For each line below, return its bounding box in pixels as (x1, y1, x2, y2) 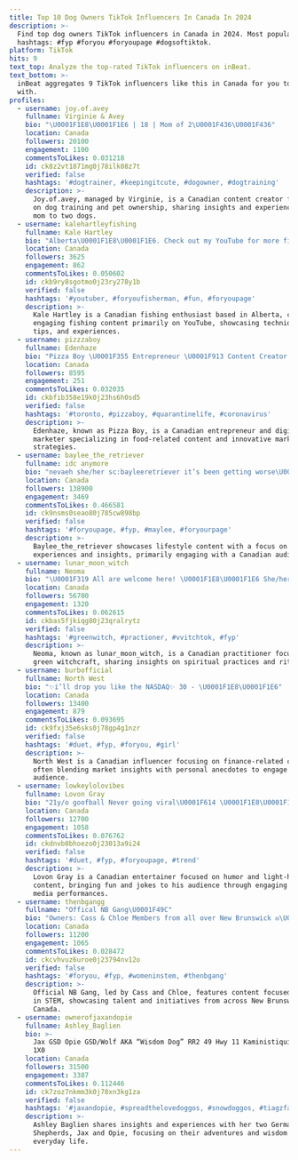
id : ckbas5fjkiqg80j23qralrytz (25, 616, 141, 625)
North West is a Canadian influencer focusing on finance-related (32, 756, 284, 765)
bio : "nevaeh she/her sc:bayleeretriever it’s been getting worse (25, 468, 276, 476)
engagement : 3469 (25, 492, 90, 501)
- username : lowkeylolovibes (17, 781, 125, 791)
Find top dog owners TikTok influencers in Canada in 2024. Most (17, 29, 264, 38)
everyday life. (32, 1137, 90, 1146)
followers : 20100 (25, 137, 90, 146)
